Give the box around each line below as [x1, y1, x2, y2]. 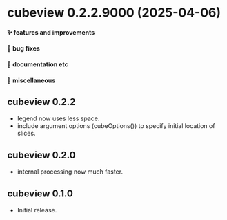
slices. [17, 129, 36, 138]
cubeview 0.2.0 [7, 149, 76, 161]
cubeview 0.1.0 [7, 187, 74, 199]
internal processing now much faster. [17, 167, 123, 176]
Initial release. [17, 206, 57, 214]
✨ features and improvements [7, 28, 95, 36]
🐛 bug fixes [7, 44, 40, 53]
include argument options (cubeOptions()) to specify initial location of [17, 122, 215, 130]
